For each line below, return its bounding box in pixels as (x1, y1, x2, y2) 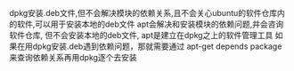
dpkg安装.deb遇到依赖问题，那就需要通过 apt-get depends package (32, 41, 282, 51)
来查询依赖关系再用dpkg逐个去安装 (9, 52, 138, 62)
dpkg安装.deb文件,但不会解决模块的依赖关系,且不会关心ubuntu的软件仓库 (9, 8, 278, 18)
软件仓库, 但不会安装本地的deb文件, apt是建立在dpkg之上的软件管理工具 (9, 30, 274, 40)
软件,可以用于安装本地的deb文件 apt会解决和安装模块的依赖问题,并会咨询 (16, 19, 284, 29)
